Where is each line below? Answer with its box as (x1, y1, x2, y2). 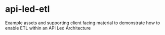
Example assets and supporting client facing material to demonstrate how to (5, 20, 161, 26)
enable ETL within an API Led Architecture (5, 25, 91, 31)
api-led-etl (5, 3, 50, 15)
